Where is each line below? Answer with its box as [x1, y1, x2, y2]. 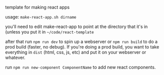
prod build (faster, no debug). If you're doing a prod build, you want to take [5, 44, 159, 49]
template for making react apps [5, 4, 70, 10]
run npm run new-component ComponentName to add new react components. [5, 64, 156, 70]
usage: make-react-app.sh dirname [5, 14, 76, 19]
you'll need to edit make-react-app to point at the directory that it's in [5, 23, 148, 29]
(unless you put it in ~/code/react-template [5, 29, 94, 34]
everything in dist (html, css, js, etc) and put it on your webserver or [5, 49, 146, 55]
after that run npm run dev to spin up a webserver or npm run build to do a [5, 38, 158, 44]
